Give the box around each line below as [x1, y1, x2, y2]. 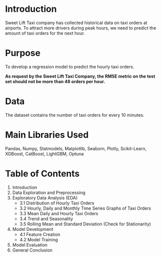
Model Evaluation [12, 242, 48, 248]
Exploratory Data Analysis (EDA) [12, 194, 78, 200]
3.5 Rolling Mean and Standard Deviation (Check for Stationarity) [19, 221, 151, 227]
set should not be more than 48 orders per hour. [5, 78, 105, 84]
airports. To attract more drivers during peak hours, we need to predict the [5, 25, 157, 31]
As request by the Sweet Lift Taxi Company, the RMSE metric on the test [5, 73, 156, 79]
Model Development [12, 226, 54, 232]
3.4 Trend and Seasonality [19, 216, 73, 222]
